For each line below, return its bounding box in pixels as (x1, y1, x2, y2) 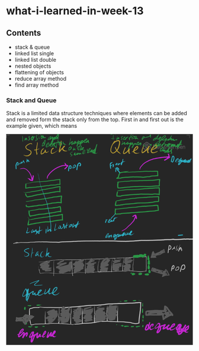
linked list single (14, 50, 54, 57)
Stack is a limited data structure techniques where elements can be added (6, 110, 188, 117)
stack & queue (14, 43, 50, 50)
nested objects (14, 62, 52, 69)
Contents (6, 28, 41, 38)
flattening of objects (14, 69, 64, 75)
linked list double (14, 56, 56, 63)
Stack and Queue (6, 96, 57, 105)
